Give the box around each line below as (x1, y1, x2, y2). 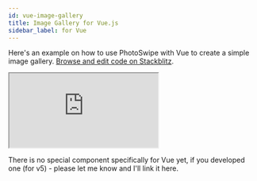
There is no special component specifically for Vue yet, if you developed (8, 156, 245, 165)
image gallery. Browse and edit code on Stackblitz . (8, 56, 175, 66)
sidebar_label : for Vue (8, 26, 87, 34)
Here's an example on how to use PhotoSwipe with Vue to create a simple (8, 48, 250, 58)
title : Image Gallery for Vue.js (8, 19, 119, 27)
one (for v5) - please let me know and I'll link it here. (8, 164, 178, 173)
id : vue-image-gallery (8, 11, 83, 20)
